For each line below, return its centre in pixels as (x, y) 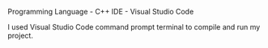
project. (21, 36)
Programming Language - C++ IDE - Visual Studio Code (101, 12)
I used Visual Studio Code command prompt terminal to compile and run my (134, 27)
